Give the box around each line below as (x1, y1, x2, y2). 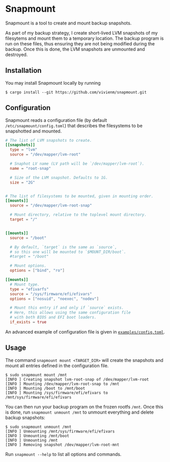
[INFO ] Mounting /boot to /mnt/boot (5, 386, 86, 391)
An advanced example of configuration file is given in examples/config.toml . (5, 328, 165, 335)
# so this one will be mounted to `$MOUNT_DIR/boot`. (10, 249, 126, 254)
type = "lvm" (10, 147, 38, 152)
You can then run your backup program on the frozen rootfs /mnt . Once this (5, 403, 164, 409)
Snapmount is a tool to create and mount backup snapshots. (5, 20, 132, 26)
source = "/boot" (10, 235, 47, 240)
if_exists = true (10, 320, 47, 325)
